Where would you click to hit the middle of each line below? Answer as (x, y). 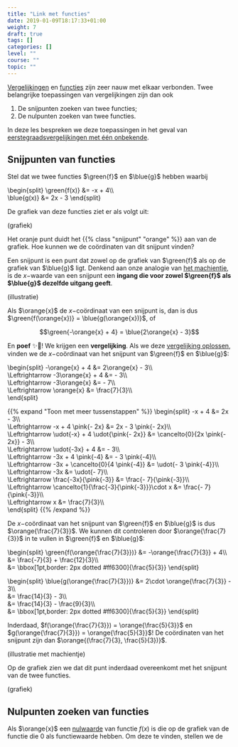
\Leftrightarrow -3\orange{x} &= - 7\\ (61, 383)
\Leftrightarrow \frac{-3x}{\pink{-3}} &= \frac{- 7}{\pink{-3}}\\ (98, 480)
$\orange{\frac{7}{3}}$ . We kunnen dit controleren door (90, 531)
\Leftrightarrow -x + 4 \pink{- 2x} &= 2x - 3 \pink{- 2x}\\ (90, 426)
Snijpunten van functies (61, 160)
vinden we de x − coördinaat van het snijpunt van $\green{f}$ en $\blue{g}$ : (118, 354)
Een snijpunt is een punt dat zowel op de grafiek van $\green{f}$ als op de (117, 261)
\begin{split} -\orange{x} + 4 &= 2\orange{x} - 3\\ (80, 367)
